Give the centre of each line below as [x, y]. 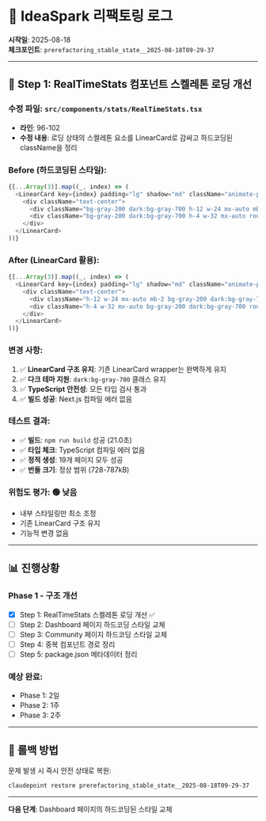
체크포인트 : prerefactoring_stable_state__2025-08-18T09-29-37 [112, 49]
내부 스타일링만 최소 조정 [58, 513]
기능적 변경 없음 [44, 533]
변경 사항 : [26, 351]
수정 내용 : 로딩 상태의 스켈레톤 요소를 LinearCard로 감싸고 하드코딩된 [126, 137]
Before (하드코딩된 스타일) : [57, 169]
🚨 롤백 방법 [34, 750]
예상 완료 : [26, 677]
